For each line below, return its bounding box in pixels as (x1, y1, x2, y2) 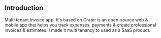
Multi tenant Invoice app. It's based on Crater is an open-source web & (4, 17, 148, 22)
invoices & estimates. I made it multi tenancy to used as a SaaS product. (4, 27, 151, 33)
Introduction (4, 4, 44, 12)
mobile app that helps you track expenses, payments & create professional (4, 22, 156, 28)
